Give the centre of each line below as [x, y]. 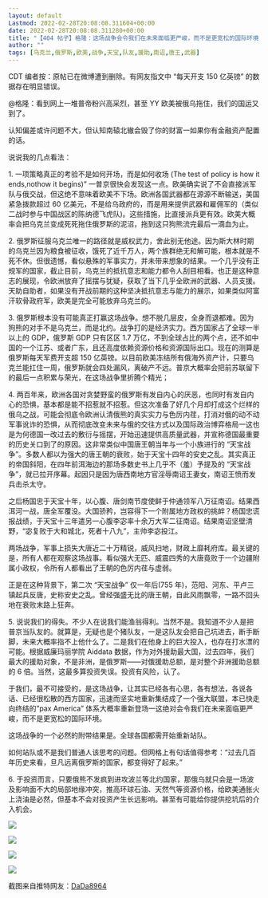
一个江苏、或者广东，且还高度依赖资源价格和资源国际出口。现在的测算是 [141, 347]
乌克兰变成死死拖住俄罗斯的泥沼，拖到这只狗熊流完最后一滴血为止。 [141, 224]
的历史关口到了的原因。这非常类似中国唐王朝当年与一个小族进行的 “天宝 [126, 444]
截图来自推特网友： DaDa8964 [57, 886]
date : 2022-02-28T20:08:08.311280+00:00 [77, 30]
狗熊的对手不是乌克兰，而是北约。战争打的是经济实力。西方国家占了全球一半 [134, 327]
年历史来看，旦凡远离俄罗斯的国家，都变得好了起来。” [96, 762]
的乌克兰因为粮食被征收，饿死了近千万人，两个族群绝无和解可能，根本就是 [130, 251]
